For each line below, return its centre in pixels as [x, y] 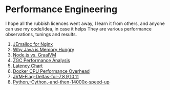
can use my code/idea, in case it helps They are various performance [79, 28]
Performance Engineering [61, 9]
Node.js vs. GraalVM [34, 55]
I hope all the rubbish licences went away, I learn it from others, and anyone [85, 23]
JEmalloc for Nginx [33, 44]
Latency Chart [28, 66]
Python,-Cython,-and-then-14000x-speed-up [61, 82]
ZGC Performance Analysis [41, 60]
